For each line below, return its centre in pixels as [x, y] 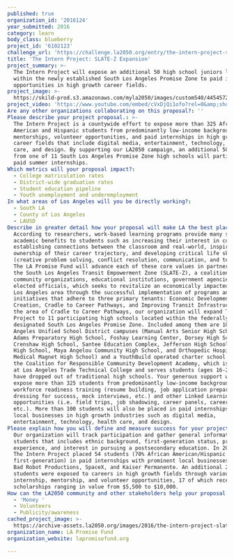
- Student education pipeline [57, 189]
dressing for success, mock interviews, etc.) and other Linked [109, 396]
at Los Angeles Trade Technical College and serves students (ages [114, 370]
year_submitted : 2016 [39, 26]
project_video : [29, 105]
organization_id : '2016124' [48, 20]
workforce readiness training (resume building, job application [110, 390]
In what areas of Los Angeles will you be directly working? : [99, 202]
